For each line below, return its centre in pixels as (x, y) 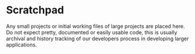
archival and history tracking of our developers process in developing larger (97, 38)
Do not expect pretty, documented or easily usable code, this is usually (92, 32)
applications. (21, 45)
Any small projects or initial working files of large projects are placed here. (96, 26)
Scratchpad (35, 10)
